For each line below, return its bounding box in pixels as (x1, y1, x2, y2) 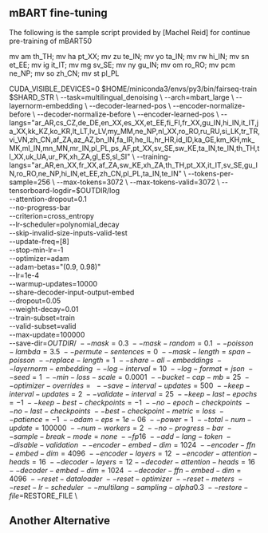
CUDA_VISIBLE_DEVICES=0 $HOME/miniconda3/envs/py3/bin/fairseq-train (9, 84, 258, 93)
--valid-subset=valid (9, 321, 77, 330)
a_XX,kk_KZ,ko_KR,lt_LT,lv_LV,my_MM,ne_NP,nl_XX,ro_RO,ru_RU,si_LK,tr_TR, (9, 126, 260, 136)
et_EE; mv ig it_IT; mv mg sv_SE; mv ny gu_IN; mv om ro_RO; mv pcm (9, 60, 236, 69)
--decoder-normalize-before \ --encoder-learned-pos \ (37, 109, 219, 119)
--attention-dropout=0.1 (9, 194, 87, 203)
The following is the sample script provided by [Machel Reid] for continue (9, 27, 250, 37)
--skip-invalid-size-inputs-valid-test (9, 227, 128, 238)
